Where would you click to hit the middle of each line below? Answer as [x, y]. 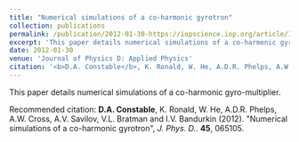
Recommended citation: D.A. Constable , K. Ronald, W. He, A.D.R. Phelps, [143, 109]
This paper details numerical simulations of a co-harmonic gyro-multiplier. [145, 92]
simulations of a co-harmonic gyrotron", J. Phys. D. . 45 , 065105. [127, 128]
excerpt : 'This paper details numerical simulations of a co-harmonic [143, 42]
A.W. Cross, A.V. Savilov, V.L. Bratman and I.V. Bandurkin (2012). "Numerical [148, 118]
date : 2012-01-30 [41, 51]
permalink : [29, 34]
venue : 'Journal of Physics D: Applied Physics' [101, 59]
